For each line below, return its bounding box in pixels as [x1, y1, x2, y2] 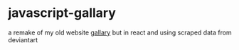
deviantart [8, 35, 38, 44]
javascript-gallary [8, 5, 117, 21]
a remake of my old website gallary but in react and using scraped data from [8, 28, 232, 37]
